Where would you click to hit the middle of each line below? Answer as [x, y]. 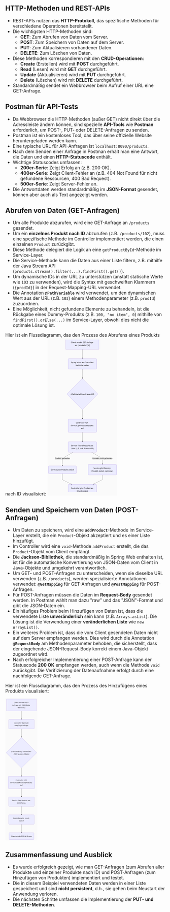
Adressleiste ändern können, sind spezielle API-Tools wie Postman [83, 124]
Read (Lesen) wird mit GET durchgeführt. [63, 69]
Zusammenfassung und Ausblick [59, 855]
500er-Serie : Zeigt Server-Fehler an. [59, 184]
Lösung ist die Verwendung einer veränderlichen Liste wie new [78, 622]
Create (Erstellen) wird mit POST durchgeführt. [70, 64]
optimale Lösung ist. [34, 325]
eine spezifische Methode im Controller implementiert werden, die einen [88, 239]
